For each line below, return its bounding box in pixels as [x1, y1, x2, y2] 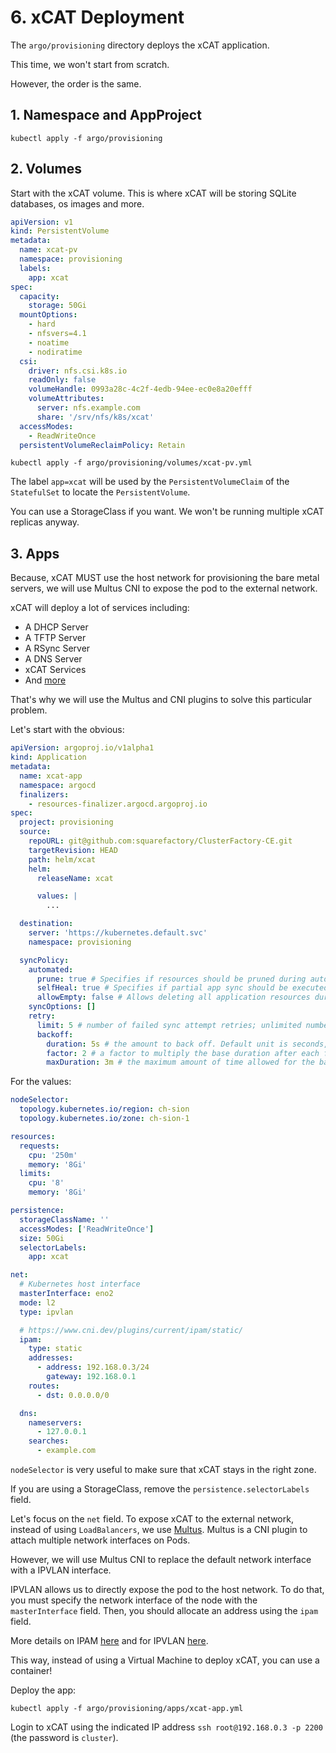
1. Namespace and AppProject [10, 107, 202, 124]
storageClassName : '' [19, 1214, 110, 1225]
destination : [19, 919, 74, 929]
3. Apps [10, 545, 60, 562]
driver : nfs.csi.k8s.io [28, 366, 128, 376]
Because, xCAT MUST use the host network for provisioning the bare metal [10, 572, 320, 584]
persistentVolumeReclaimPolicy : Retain [19, 440, 186, 450]
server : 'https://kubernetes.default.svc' [28, 928, 208, 938]
